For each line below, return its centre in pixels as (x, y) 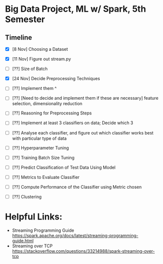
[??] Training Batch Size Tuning (43, 157)
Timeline (19, 37)
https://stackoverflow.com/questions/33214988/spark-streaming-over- (83, 251)
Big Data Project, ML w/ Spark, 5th (76, 9)
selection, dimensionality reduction (47, 104)
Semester (25, 19)
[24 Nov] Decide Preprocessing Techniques (56, 79)
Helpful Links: (34, 217)
